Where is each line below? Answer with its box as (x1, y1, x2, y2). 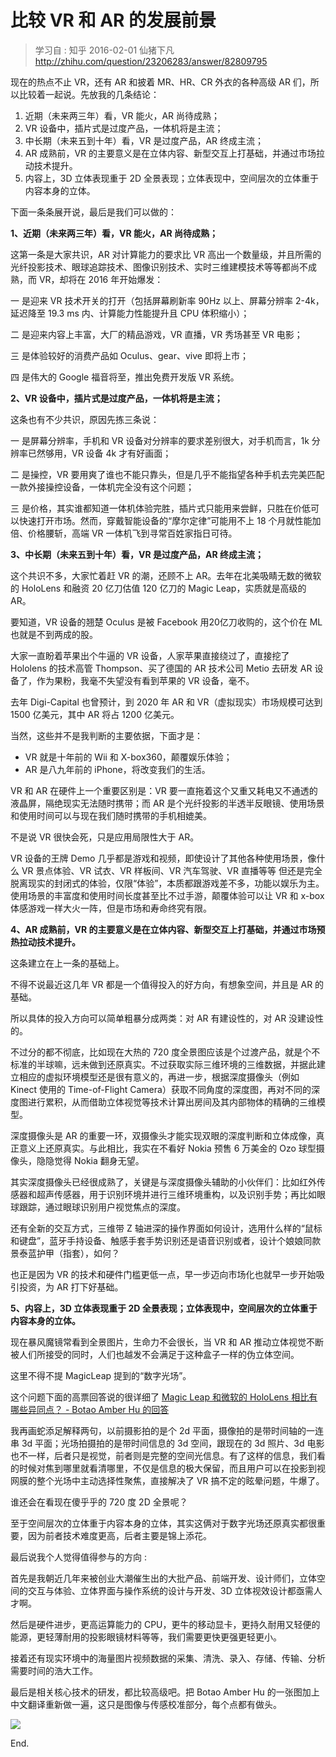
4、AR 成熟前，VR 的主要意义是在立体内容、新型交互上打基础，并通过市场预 (10, 923, 326, 935)
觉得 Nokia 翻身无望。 (53, 1154, 145, 1166)
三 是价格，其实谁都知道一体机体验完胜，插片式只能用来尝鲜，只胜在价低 (10, 502, 311, 514)
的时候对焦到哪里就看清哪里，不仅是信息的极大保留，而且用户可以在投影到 (10, 1462, 317, 1474)
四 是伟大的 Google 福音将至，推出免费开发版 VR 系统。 (10, 371, 240, 383)
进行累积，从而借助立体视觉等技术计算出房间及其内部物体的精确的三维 (27, 1096, 317, 1108)
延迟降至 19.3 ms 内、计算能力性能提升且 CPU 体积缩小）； (10, 307, 250, 319)
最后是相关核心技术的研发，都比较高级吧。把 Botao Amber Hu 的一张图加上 (10, 1686, 320, 1698)
